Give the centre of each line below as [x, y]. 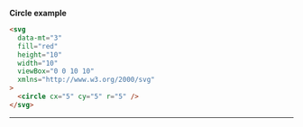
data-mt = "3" [40, 38]
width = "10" [38, 63]
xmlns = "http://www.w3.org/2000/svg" [86, 80]
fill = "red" [38, 46]
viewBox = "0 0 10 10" [56, 71]
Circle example [38, 13]
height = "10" [40, 54]
